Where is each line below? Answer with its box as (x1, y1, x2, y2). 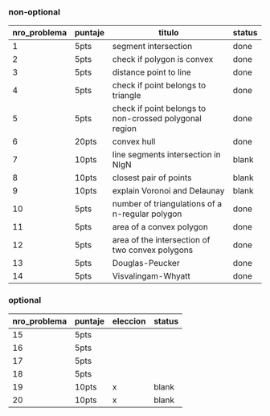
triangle (112, 90, 141, 101)
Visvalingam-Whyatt (112, 271, 191, 282)
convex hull (112, 136, 156, 147)
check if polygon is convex (112, 54, 214, 65)
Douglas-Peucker (112, 258, 180, 269)
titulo (157, 27, 179, 39)
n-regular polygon (112, 208, 182, 219)
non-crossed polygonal (112, 113, 202, 124)
